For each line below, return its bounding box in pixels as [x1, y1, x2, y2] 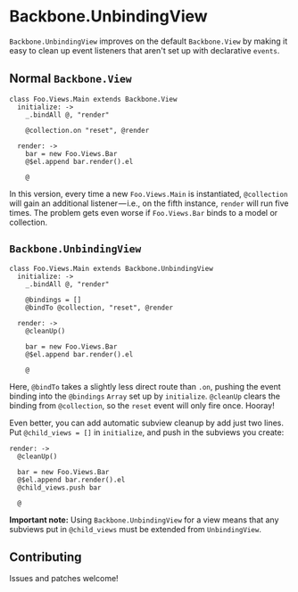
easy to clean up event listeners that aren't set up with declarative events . [9, 45, 280, 55]
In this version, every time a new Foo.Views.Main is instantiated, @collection [9, 188, 288, 199]
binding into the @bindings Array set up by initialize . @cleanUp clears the [9, 391, 281, 401]
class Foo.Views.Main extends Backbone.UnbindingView [9, 264, 214, 273]
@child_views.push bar [17, 483, 102, 492]
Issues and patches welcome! [9, 573, 119, 584]
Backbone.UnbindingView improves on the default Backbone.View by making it [9, 36, 288, 46]
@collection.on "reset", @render [25, 126, 150, 135]
